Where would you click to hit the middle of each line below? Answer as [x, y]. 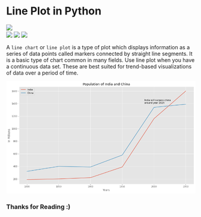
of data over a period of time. [42, 73]
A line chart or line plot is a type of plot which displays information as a [98, 47]
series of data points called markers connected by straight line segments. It [100, 53]
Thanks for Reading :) [38, 207]
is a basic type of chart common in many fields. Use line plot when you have [100, 60]
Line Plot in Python [54, 11]
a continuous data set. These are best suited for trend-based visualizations [99, 66]
